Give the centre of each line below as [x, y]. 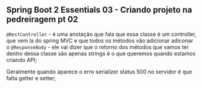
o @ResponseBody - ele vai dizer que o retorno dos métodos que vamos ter [98, 47]
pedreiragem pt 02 [42, 20]
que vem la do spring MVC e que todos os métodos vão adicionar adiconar [100, 40]
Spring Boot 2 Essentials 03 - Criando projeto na [99, 10]
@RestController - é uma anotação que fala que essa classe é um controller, [101, 34]
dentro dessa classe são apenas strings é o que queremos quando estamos [101, 53]
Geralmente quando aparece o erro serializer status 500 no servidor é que [99, 72]
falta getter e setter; [31, 78]
